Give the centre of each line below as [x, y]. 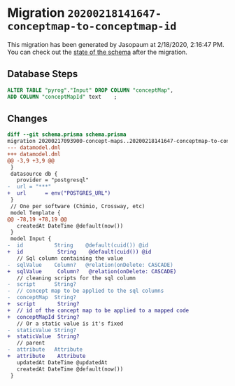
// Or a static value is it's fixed [70, 324]
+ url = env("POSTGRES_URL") [59, 193]
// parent [31, 343]
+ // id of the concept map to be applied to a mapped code [98, 310]
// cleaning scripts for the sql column [76, 278]
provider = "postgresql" [53, 180]
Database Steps [43, 74]
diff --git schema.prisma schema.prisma [67, 135]
